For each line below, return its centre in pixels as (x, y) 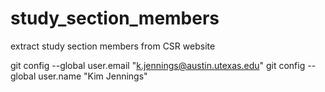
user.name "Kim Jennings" (93, 76)
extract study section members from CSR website (113, 46)
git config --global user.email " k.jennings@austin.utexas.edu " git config (158, 65)
